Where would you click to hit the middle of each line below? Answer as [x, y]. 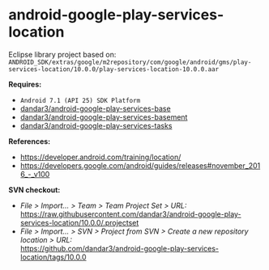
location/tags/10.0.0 [53, 257]
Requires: [25, 84]
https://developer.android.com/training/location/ [100, 157]
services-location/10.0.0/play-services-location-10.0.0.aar [114, 69]
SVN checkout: [34, 190]
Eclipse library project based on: [62, 54]
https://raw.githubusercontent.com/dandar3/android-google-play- [130, 214]
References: [30, 141]
